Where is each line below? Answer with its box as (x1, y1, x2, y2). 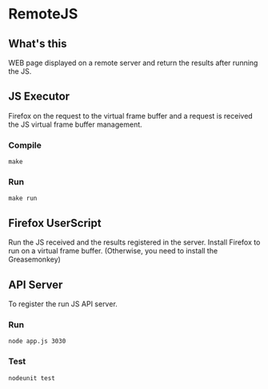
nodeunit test (8, 374, 56, 382)
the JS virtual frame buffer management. (8, 120, 142, 129)
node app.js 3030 (8, 338, 66, 346)
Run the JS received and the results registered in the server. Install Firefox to (8, 237, 261, 247)
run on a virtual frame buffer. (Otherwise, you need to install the (8, 246, 218, 256)
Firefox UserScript (8, 216, 102, 229)
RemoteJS (8, 5, 78, 23)
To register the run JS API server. (8, 299, 118, 309)
